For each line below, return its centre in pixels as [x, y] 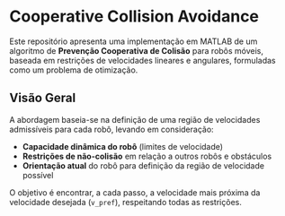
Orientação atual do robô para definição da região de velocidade [143, 165]
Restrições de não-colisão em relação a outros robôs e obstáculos [147, 156]
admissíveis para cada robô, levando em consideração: [111, 129]
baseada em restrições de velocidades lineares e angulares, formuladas [142, 60]
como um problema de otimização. [74, 70]
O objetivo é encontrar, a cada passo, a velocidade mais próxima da [135, 192]
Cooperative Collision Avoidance [134, 17]
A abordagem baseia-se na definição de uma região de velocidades [135, 119]
